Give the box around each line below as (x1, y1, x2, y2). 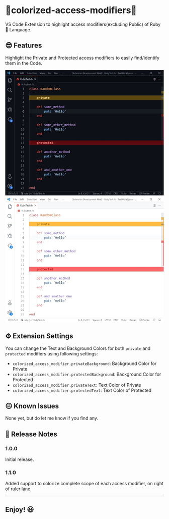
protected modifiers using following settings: (5, 350, 98, 356)
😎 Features (5, 41, 42, 50)
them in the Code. (5, 60, 43, 66)
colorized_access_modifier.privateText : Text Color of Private (12, 382, 142, 388)
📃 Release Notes (5, 430, 58, 438)
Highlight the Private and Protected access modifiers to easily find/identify (5, 55, 160, 61)
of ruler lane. (5, 486, 32, 492)
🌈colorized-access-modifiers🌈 (5, 5, 137, 16)
